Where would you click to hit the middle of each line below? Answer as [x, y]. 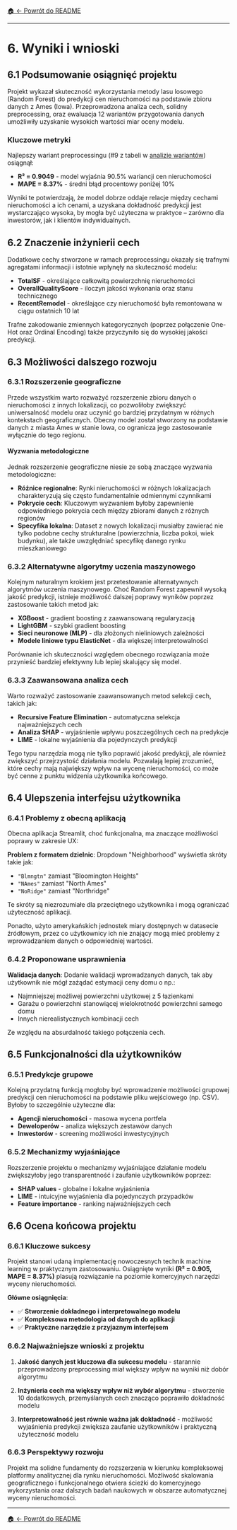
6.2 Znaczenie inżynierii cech [73, 242]
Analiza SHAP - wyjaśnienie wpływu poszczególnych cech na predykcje [123, 732]
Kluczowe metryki [39, 139]
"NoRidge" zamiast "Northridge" [63, 891]
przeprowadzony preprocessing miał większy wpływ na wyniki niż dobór [123, 1369]
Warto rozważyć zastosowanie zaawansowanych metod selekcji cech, [109, 695]
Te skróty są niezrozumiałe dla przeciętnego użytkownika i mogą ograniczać [119, 905]
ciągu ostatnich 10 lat [48, 311]
